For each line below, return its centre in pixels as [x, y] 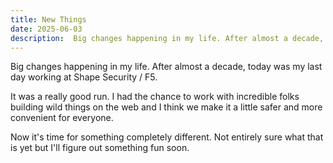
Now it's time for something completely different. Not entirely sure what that [167, 137]
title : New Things [48, 19]
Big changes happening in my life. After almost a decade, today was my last [166, 67]
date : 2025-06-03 [46, 29]
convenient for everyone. [62, 118]
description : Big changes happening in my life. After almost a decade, [167, 38]
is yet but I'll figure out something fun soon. [100, 148]
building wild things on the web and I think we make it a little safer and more [166, 107]
